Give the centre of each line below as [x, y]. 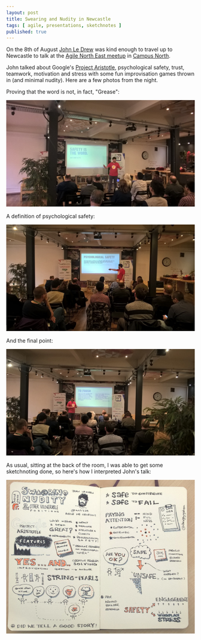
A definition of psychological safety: [51, 217]
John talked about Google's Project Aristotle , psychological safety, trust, [95, 67]
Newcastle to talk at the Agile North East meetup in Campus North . [88, 56]
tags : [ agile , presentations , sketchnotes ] [64, 25]
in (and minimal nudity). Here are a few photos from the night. [82, 80]
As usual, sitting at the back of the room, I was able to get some [85, 465]
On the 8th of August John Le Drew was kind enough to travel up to [89, 49]
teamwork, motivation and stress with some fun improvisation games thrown [100, 74]
